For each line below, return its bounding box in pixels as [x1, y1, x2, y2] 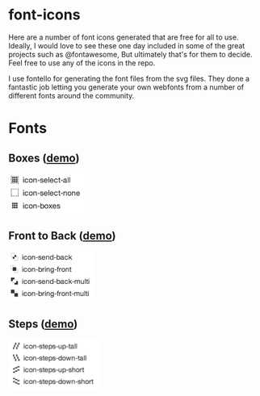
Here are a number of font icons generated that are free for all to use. [8, 32, 239, 42]
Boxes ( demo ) [8, 151, 80, 165]
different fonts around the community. [8, 90, 135, 100]
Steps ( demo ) [8, 317, 78, 331]
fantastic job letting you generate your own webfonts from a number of [8, 82, 245, 92]
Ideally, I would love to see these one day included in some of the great [8, 40, 245, 50]
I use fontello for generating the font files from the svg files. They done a [8, 73, 250, 83]
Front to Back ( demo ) [8, 229, 116, 243]
